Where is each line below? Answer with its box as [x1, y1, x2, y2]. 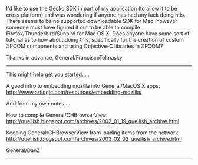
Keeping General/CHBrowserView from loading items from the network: [6, 129, 180, 136]
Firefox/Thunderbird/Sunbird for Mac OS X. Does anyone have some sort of [6, 30, 190, 37]
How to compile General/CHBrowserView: [6, 111, 108, 118]
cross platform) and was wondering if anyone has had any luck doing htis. [6, 11, 186, 18]
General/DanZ [6, 147, 40, 154]
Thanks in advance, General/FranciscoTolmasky [6, 54, 123, 61]
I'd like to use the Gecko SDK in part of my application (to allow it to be [6, 5, 178, 12]
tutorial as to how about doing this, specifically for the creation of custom [6, 37, 184, 43]
